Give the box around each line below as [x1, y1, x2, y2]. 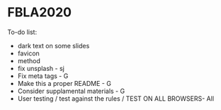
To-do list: [7, 28, 38, 36]
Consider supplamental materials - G [17, 87, 125, 95]
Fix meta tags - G [17, 72, 69, 80]
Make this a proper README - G [17, 79, 112, 87]
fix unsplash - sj [17, 64, 65, 72]
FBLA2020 [7, 4, 72, 21]
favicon [17, 49, 40, 57]
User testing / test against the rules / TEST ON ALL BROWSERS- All [17, 94, 215, 103]
